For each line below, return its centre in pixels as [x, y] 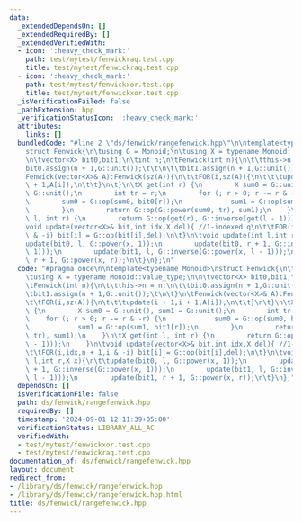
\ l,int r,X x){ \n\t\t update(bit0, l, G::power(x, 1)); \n [136, 361]
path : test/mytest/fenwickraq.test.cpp [100, 59]
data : [19, 18]
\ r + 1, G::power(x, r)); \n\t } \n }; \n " [100, 261]
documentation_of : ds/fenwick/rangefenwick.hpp [100, 461]
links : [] [44, 135]
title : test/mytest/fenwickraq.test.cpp [102, 68]
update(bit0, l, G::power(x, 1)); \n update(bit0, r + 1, [148, 244]
